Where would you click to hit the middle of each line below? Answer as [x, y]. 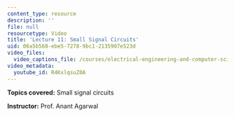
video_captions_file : [45, 60]
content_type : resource [42, 14]
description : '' [31, 20]
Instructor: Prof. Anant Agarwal [53, 106]
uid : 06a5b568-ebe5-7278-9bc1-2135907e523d [72, 46]
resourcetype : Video [37, 33]
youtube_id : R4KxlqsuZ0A [50, 72]
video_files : [26, 53]
